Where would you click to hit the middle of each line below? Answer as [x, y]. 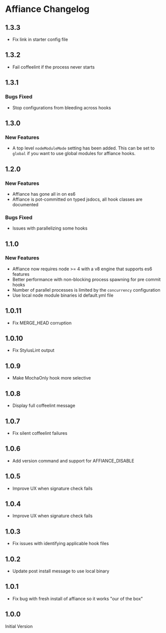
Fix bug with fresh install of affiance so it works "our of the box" [78, 598]
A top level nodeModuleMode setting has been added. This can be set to [83, 148]
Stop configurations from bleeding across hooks [62, 107]
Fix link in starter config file [40, 39]
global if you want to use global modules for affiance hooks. [74, 154]
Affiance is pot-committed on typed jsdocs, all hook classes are [77, 199]
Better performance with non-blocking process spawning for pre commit [86, 279]
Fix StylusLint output [33, 350]
